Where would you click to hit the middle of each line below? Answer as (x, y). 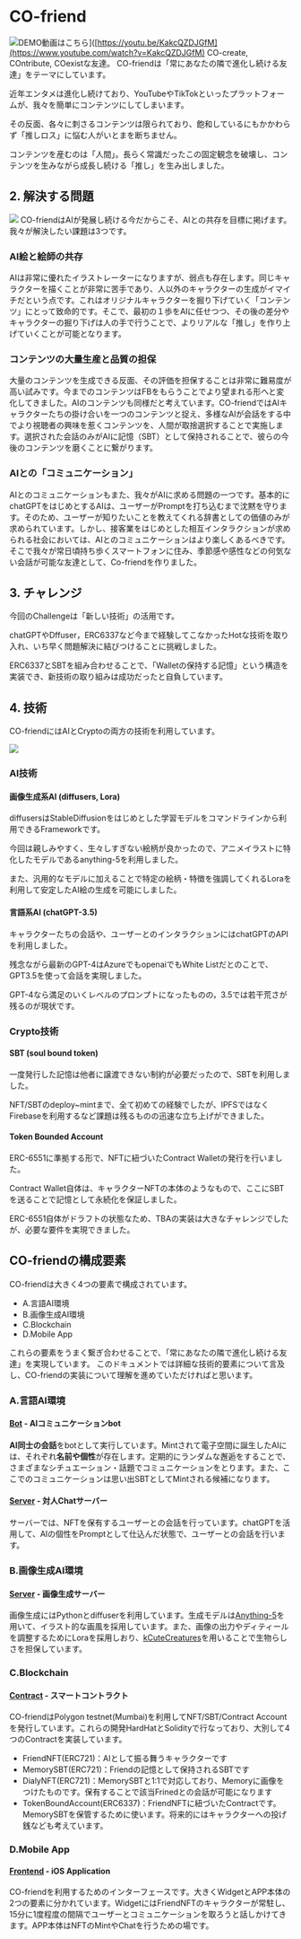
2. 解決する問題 (52, 196)
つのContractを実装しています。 (68, 1740)
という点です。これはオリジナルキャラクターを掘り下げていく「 (142, 300)
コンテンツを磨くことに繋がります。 (91, 448)
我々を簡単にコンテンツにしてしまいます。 (111, 104)
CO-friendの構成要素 (68, 1261)
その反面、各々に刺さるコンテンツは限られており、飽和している (127, 124)
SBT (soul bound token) (54, 1053)
